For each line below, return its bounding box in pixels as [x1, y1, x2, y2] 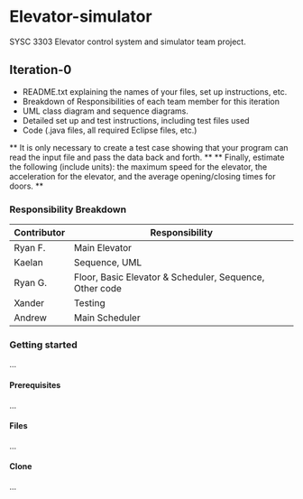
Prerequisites [9, 379, 61, 390]
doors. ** [9, 180, 44, 191]
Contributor [14, 226, 66, 239]
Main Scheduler [73, 311, 142, 324]
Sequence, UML [73, 256, 142, 269]
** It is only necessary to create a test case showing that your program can [9, 142, 289, 152]
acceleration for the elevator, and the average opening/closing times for [9, 171, 276, 181]
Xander [14, 297, 45, 310]
